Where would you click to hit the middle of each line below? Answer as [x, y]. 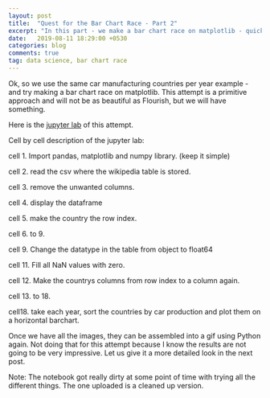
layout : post [30, 16]
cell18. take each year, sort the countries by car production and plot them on [135, 311]
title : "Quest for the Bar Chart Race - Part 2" [93, 23]
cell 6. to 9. [27, 233]
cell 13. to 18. [29, 296]
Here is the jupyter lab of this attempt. [71, 125]
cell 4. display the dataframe [55, 203]
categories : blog [37, 46]
